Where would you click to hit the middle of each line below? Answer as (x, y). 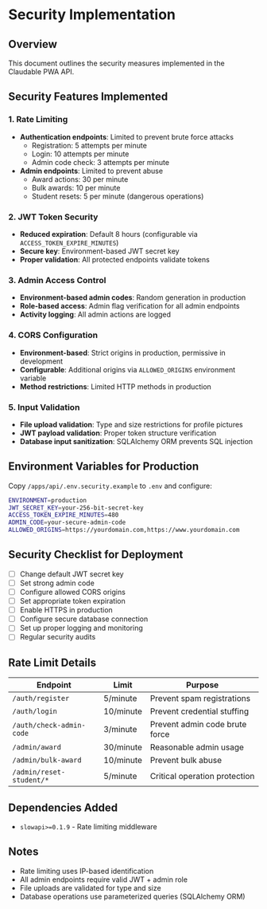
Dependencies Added (63, 807)
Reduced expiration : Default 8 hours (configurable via (109, 234)
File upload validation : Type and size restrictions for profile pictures (132, 424)
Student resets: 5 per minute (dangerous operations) (118, 196)
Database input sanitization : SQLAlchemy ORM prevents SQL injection (136, 441)
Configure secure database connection (84, 619)
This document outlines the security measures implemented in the (116, 63)
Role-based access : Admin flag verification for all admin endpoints (130, 306)
